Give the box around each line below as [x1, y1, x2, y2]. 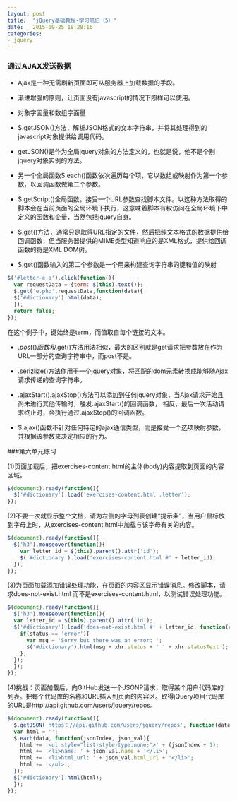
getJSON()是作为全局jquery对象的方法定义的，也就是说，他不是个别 [17, 148, 216, 156]
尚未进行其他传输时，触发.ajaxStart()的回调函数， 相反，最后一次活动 [17, 399, 219, 408]
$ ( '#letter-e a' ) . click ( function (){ [7, 275, 115, 282]
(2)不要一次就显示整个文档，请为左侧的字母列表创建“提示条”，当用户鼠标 [7, 511, 219, 520]
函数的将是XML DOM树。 [17, 245, 92, 254]
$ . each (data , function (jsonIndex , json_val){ [13, 735, 150, 742]
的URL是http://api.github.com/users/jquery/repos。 [7, 701, 157, 710]
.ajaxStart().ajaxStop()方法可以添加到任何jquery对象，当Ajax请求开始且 [17, 390, 224, 399]
